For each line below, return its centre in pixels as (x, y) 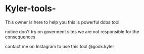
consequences (20, 37)
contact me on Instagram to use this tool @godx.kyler (60, 46)
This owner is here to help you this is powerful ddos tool (62, 22)
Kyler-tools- (31, 9)
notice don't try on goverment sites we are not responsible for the (72, 31)
